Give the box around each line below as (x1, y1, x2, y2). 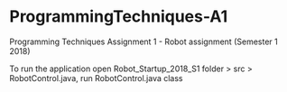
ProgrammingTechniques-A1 (9, 6, 228, 27)
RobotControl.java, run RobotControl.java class (9, 72, 183, 83)
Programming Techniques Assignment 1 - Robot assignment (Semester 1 (9, 36, 278, 47)
